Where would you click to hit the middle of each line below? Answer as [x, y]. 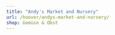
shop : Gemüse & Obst [32, 23]
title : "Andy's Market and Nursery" [52, 12]
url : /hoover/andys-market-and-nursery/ [58, 17]
